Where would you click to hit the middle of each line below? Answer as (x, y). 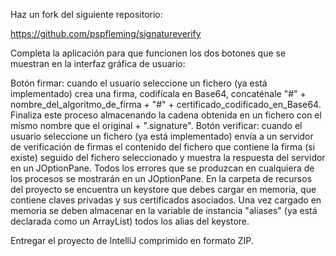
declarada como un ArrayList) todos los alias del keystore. (130, 221)
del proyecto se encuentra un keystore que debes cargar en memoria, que (163, 189)
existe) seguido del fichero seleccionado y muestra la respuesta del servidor (168, 157)
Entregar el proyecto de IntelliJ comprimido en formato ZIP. (132, 240)
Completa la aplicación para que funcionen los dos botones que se (148, 53)
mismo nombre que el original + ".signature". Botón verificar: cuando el (156, 125)
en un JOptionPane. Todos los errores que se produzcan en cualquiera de (162, 168)
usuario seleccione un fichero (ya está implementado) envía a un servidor (162, 136)
